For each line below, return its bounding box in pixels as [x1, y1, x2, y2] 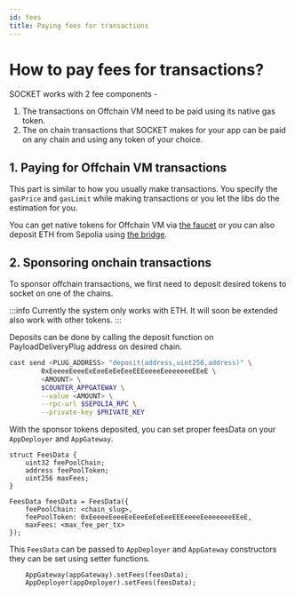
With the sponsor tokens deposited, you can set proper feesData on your [9, 424, 276, 435]
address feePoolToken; [25, 466, 109, 475]
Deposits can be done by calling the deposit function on [9, 332, 214, 343]
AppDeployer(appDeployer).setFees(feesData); [25, 578, 197, 587]
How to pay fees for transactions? [9, 60, 265, 80]
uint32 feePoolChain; [25, 458, 105, 467]
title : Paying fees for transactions [9, 21, 149, 30]
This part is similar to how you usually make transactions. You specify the [9, 184, 278, 195]
